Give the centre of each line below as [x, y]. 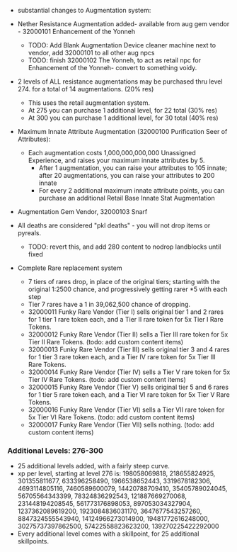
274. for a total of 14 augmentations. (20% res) [86, 89]
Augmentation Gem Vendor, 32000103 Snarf [82, 212]
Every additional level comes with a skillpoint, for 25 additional [108, 534]
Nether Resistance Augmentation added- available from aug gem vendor [123, 24]
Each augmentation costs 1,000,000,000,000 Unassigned [112, 153]
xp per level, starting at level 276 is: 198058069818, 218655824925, [116, 473]
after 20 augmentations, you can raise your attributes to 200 [127, 175]
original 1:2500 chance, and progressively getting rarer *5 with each [128, 289]
